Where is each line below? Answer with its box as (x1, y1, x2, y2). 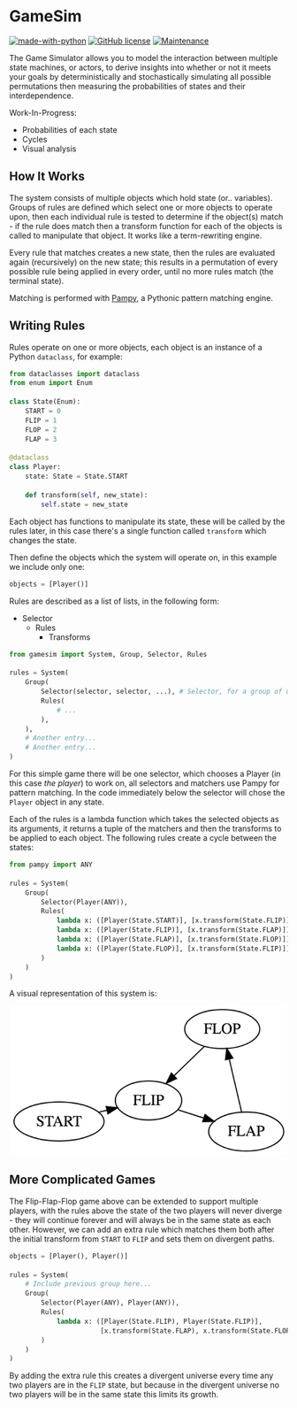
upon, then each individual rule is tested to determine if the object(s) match (9, 211, 284, 222)
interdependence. (9, 90, 74, 101)
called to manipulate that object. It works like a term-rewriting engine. (9, 230, 263, 241)
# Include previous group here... (25, 1280, 152, 1289)
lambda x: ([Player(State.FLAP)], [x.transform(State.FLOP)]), (56, 935, 294, 944)
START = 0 (25, 407, 62, 416)
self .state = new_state (41, 500, 128, 509)
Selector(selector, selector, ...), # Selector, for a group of (41, 688, 283, 696)
